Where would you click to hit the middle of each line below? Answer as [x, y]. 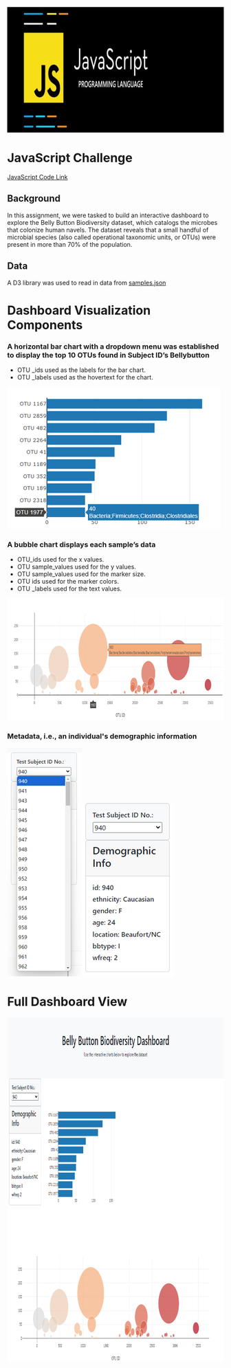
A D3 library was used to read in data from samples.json [87, 283]
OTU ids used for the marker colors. [68, 582]
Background [34, 199]
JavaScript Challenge [70, 158]
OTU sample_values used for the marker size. [81, 574]
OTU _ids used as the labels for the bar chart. [81, 370]
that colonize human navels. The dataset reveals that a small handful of [108, 230]
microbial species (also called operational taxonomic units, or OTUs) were [112, 237]
